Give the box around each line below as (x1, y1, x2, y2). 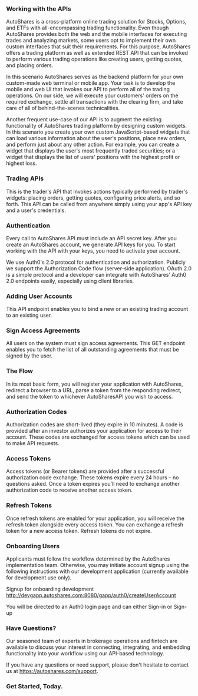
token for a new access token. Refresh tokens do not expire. (6, 527, 152, 534)
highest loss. (6, 160, 37, 167)
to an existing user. (6, 311, 52, 319)
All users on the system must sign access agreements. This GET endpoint (6, 340, 185, 347)
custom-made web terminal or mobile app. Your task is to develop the (6, 79, 176, 87)
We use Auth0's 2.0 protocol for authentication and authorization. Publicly (6, 258, 186, 266)
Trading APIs (6, 174, 44, 183)
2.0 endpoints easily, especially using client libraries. (6, 277, 134, 284)
